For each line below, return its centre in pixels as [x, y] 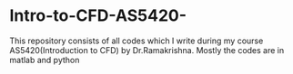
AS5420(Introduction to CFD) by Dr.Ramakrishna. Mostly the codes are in [147, 50]
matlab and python [45, 60]
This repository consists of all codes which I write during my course [136, 41]
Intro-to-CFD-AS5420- [98, 16]
